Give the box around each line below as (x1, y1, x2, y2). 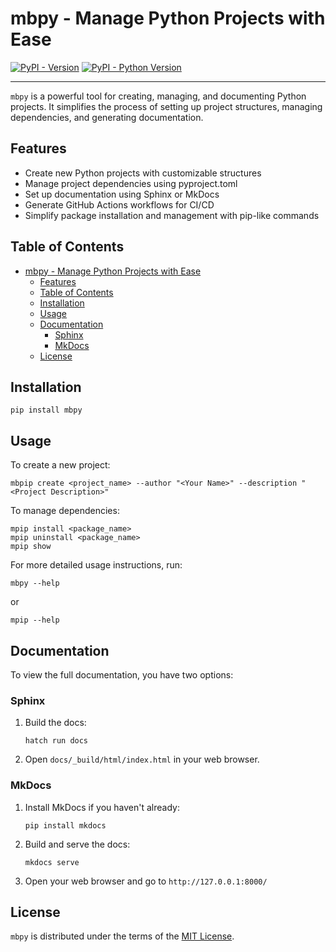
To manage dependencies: (10, 505, 120, 517)
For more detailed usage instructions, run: (10, 559, 183, 571)
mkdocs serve (24, 857, 80, 867)
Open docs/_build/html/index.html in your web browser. (24, 753, 260, 766)
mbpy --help (10, 578, 60, 589)
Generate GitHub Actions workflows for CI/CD (24, 198, 215, 211)
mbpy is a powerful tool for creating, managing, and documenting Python (10, 90, 307, 102)
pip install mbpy (10, 405, 83, 416)
